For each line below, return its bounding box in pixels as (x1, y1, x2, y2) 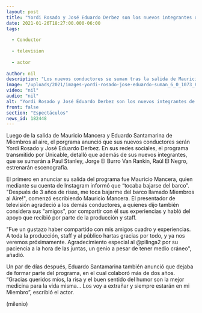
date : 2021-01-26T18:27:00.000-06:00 (6, 20, 101, 26)
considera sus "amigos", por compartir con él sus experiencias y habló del (6, 207, 191, 215)
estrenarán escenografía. (6, 164, 69, 171)
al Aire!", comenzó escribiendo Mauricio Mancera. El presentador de (6, 195, 176, 202)
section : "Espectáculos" (6, 110, 69, 116)
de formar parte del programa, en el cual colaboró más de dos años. (6, 270, 176, 277)
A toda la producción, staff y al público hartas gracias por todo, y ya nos (6, 232, 185, 239)
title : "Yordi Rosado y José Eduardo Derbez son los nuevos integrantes (6, 14, 192, 21)
